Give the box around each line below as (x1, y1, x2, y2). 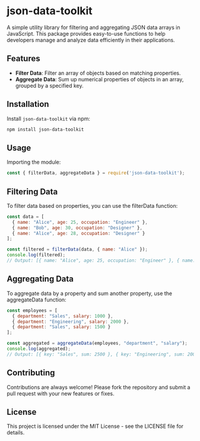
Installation (7, 99, 49, 109)
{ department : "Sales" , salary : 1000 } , (12, 313, 113, 319)
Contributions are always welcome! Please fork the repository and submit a (7, 383, 191, 391)
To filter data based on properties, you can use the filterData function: (7, 202, 178, 209)
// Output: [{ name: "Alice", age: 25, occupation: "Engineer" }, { (7, 258, 180, 264)
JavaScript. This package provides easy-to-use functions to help (7, 30, 166, 37)
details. (7, 429, 25, 436)
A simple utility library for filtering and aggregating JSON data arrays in (7, 24, 180, 31)
